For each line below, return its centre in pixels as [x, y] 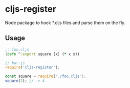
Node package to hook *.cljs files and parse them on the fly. [65, 23]
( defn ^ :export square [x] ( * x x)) [42, 54]
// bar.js [15, 63]
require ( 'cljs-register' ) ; [32, 67]
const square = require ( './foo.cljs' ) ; [46, 76]
